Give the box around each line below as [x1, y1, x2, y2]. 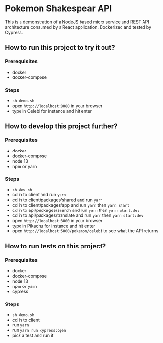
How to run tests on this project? [5, 242, 106, 250]
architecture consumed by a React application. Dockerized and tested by [5, 24, 152, 30]
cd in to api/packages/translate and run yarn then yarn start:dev [12, 212, 143, 218]
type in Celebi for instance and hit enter [12, 108, 92, 114]
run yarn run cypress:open [12, 327, 66, 333]
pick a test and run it [12, 332, 54, 338]
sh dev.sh [12, 187, 33, 192]
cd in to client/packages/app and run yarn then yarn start [12, 202, 130, 208]
